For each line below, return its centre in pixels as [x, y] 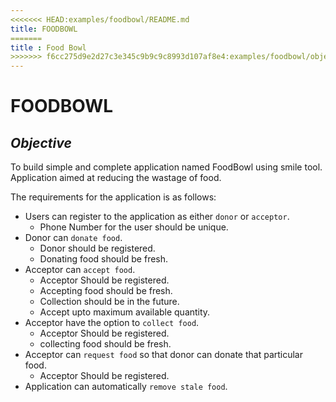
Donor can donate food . [73, 238]
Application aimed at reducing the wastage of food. [116, 178]
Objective [41, 142]
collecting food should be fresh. [105, 344]
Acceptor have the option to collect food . [112, 323]
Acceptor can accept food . [80, 270]
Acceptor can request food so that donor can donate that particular [163, 355]
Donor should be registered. [97, 248]
